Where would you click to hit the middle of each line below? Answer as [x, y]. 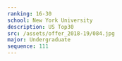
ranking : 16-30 [30, 14]
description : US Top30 [41, 27]
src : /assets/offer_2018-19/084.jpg [61, 33]
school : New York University [50, 20]
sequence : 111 [28, 46]
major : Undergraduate [39, 40]
